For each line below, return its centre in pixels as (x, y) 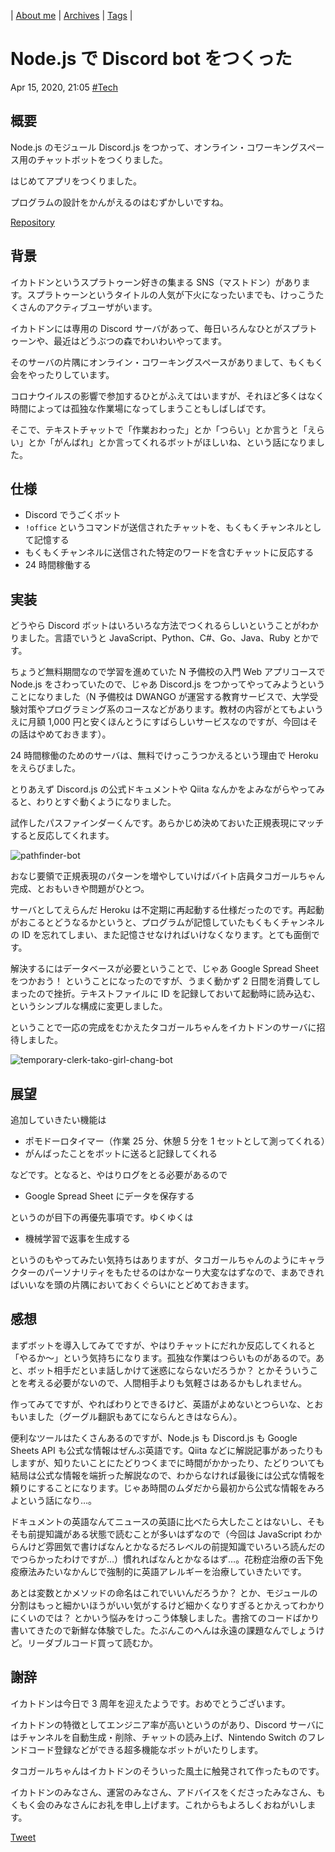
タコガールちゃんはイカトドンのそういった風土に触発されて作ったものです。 (167, 1771)
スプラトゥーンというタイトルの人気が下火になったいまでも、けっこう (171, 294)
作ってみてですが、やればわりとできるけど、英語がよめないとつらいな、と (162, 1404)
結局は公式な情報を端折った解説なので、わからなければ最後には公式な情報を (168, 1475)
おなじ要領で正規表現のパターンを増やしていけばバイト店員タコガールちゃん (167, 876)
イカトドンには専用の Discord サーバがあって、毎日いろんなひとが (146, 328)
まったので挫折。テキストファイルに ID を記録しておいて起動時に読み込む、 (165, 994)
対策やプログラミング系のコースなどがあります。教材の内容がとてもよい (166, 709)
